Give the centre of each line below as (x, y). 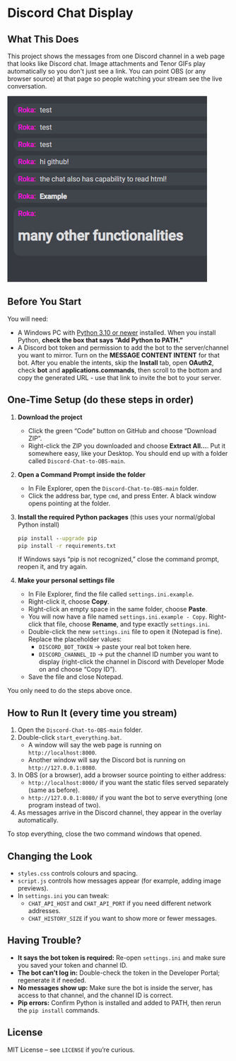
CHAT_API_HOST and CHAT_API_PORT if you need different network (120, 903)
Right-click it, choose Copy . (69, 602)
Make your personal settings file (66, 580)
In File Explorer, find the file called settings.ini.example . (111, 594)
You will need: (28, 319)
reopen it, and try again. (52, 567)
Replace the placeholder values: (75, 639)
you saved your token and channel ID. (72, 965)
